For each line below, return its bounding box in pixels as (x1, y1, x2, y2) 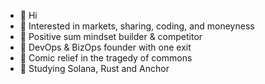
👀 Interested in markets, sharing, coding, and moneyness (19, 20, 255, 32)
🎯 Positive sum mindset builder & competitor (19, 31, 203, 42)
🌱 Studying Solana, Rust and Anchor (19, 63, 170, 74)
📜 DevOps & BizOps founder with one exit (19, 41, 192, 53)
